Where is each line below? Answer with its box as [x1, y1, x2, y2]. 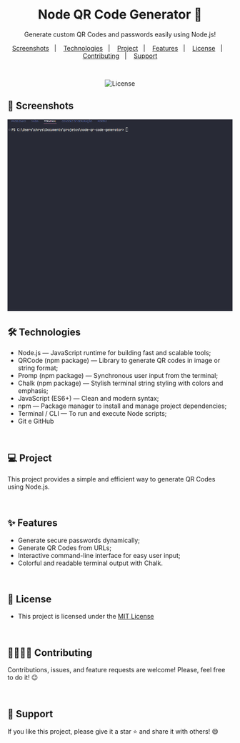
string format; [17, 364, 59, 372]
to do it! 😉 [7, 673, 39, 682]
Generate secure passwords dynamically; [17, 536, 141, 544]
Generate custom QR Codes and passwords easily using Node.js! [24, 30, 216, 39]
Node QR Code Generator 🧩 [38, 6, 202, 23]
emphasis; [17, 387, 49, 395]
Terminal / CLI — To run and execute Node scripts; [17, 409, 167, 417]
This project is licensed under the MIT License [17, 612, 155, 621]
